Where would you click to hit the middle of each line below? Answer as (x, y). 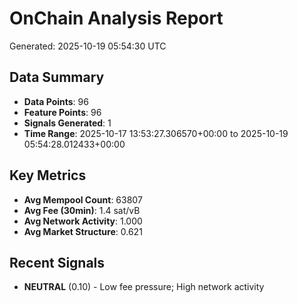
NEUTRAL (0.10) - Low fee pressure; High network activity (144, 287)
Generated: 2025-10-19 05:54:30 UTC (88, 46)
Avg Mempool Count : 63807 (83, 199)
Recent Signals (57, 262)
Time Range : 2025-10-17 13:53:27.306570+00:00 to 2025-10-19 (156, 133)
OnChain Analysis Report (116, 18)
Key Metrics (48, 175)
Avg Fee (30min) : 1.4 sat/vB (82, 210)
